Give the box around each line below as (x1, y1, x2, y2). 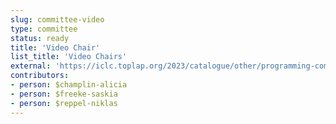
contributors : (10, 71, 70, 81)
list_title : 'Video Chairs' (10, 52, 128, 62)
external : (10, 61, 52, 71)
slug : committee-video (10, 14, 105, 25)
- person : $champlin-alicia (10, 80, 128, 90)
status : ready (10, 33, 70, 43)
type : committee (10, 24, 78, 34)
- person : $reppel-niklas (10, 98, 118, 108)
